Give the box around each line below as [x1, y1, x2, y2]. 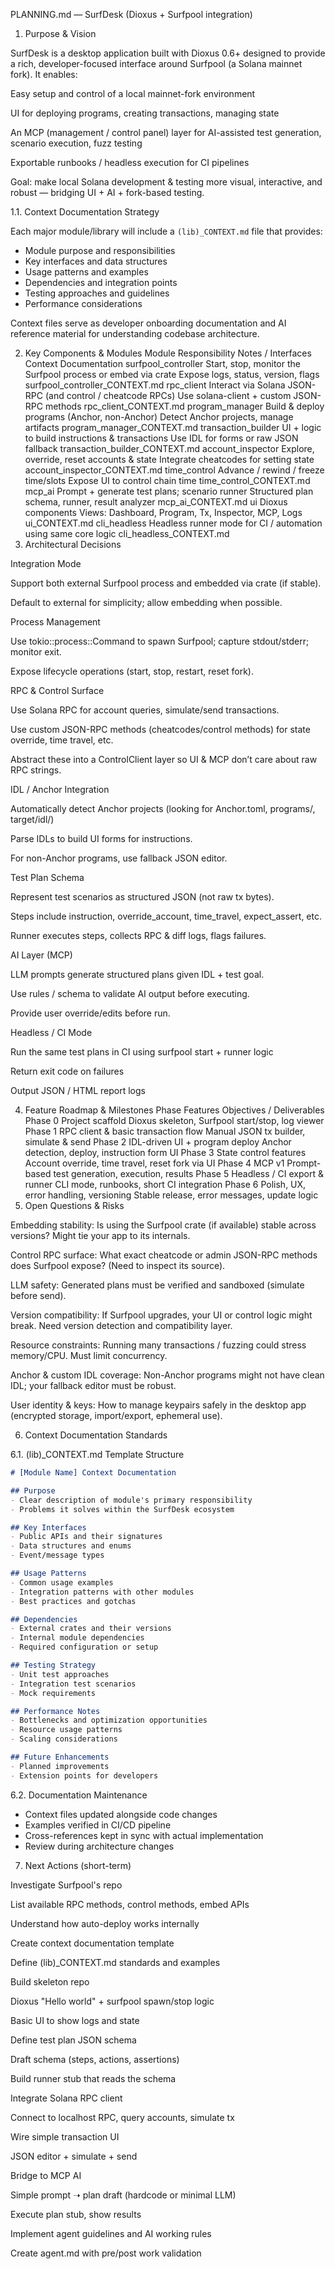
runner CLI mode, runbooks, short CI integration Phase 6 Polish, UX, [24, 1179, 307, 1190]
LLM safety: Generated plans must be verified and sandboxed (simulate [10, 1279, 305, 1291]
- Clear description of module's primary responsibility [10, 1495, 253, 1505]
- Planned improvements [10, 1761, 110, 1771]
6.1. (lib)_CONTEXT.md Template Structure [10, 1449, 185, 1460]
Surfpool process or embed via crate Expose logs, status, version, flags [24, 369, 320, 380]
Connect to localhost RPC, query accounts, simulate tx [10, 2111, 235, 2123]
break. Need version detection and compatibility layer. [10, 1320, 233, 1331]
